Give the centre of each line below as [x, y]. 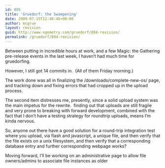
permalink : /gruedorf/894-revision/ [43, 37]
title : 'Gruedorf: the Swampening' [42, 14]
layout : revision [23, 28]
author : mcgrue [21, 23]
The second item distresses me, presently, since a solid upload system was [82, 100]
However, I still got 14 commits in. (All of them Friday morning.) [69, 71]
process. [14, 91]
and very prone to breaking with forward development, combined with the [80, 110]
